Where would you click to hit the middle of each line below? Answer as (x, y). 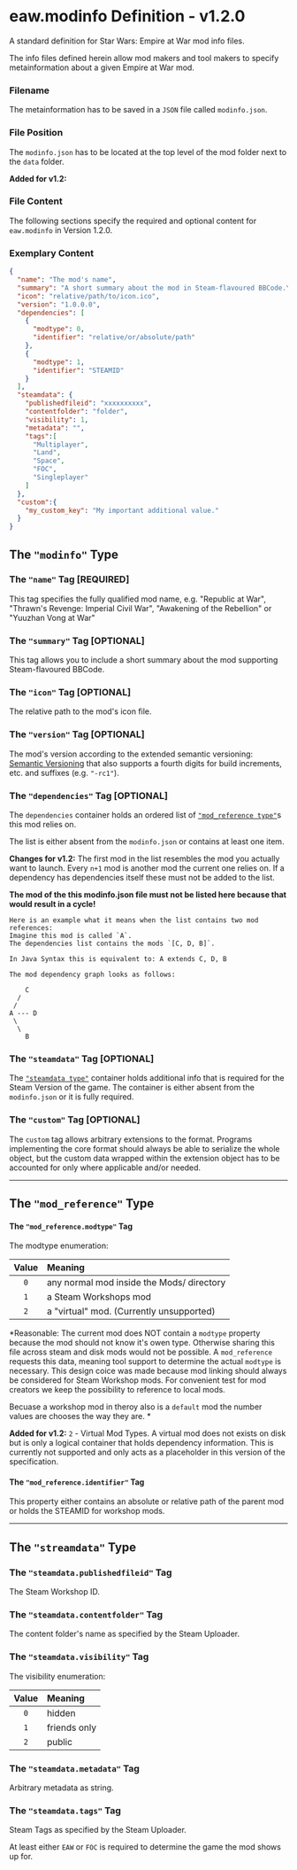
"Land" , (47, 453)
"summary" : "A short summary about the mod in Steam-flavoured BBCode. (152, 288)
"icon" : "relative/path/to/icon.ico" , (89, 296)
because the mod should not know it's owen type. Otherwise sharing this (142, 1343)
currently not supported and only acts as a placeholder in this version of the (147, 1452)
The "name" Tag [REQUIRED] (69, 579)
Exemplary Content (52, 252)
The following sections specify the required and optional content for (133, 221)
